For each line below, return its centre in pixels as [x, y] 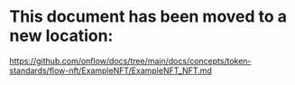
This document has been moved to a [148, 17]
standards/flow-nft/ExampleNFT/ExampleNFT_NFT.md [111, 71]
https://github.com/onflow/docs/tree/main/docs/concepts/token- [130, 61]
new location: [61, 36]
